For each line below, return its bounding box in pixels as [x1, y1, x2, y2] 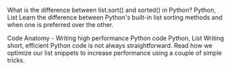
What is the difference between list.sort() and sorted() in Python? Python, [7, 6, 216, 14]
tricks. [7, 56, 26, 64]
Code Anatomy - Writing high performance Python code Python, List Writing [7, 34, 225, 42]
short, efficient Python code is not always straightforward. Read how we [7, 42, 213, 49]
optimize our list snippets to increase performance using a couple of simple [7, 49, 223, 57]
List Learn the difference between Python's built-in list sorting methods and [7, 13, 223, 21]
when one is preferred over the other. [7, 21, 114, 28]
